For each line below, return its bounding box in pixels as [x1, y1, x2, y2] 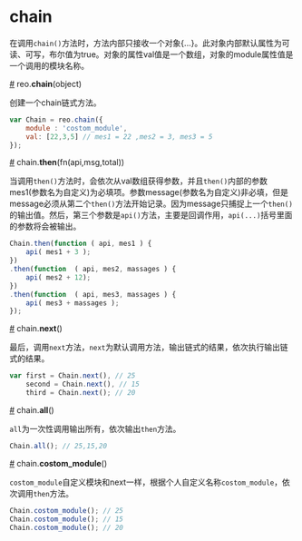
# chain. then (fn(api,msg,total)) [9, 157, 125, 168]
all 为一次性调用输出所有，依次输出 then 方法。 [9, 423, 181, 434]
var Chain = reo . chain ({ [9, 115, 103, 124]
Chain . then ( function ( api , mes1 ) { [9, 239, 152, 249]
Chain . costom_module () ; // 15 [9, 515, 124, 524]
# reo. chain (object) [9, 78, 83, 89]
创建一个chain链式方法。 [9, 97, 102, 108]
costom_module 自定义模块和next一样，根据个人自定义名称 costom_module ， [9, 477, 283, 487]
